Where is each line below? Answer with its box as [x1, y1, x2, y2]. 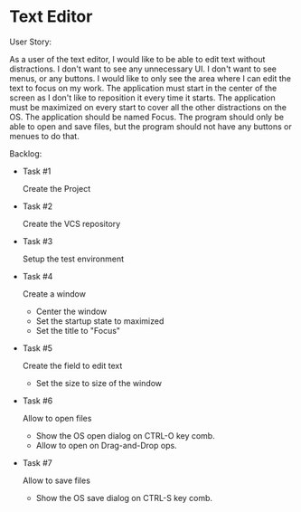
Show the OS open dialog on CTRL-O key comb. [35, 430, 215, 441]
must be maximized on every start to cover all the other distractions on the [9, 101, 287, 112]
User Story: [9, 36, 52, 47]
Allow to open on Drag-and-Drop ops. [35, 440, 178, 450]
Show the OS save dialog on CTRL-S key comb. [35, 492, 213, 503]
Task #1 [22, 166, 52, 176]
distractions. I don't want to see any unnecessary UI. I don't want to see [9, 63, 277, 74]
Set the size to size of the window [35, 377, 163, 388]
